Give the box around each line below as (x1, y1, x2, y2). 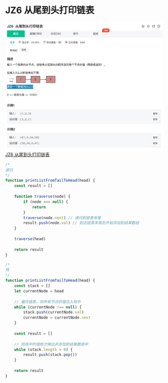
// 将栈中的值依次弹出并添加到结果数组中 (14, 342, 89, 347)
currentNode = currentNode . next (23, 315, 91, 320)
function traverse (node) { (14, 194, 71, 199)
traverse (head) (14, 237, 46, 242)
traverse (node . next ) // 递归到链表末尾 (23, 215, 101, 220)
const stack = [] (14, 283, 51, 288)
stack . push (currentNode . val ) (23, 310, 84, 315)
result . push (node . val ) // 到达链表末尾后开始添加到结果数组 (23, 220, 139, 225)
